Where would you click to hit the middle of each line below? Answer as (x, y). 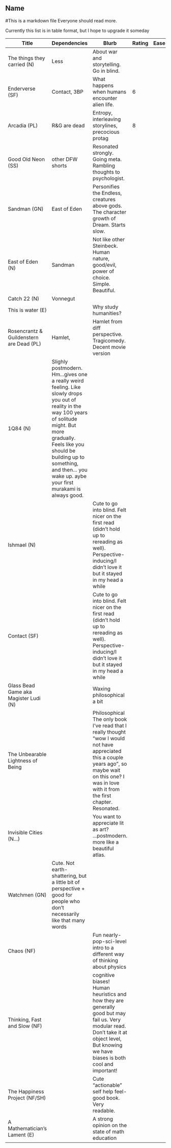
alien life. (103, 104)
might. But (64, 425)
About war (105, 51)
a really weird (68, 380)
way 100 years (70, 412)
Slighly (60, 361)
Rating (140, 43)
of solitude (64, 418)
